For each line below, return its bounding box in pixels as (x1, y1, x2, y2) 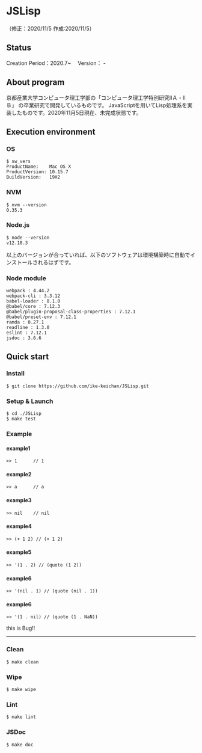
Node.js (6, 221, 30, 229)
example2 (6, 470, 32, 478)
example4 (6, 523, 32, 530)
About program (6, 77, 65, 88)
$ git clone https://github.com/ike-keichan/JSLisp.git (6, 383, 149, 389)
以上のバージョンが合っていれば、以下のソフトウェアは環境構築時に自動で (6, 251, 191, 258)
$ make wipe (6, 687, 36, 693)
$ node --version (6, 235, 50, 241)
